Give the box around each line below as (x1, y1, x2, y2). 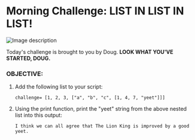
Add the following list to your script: (14, 83, 103, 90)
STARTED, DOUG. (6, 54, 51, 62)
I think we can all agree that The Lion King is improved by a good (14, 123, 190, 129)
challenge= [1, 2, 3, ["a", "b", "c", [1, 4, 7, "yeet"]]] (14, 95, 166, 101)
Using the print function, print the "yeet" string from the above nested (14, 105, 187, 112)
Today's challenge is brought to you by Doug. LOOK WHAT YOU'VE (6, 48, 173, 55)
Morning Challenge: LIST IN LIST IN (6, 4, 184, 18)
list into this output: (14, 112, 63, 119)
